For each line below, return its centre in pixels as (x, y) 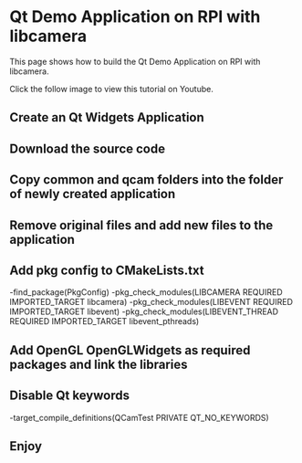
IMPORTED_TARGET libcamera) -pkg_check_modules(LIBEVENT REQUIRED (151, 302)
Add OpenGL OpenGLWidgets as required (130, 350)
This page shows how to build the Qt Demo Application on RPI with (135, 61)
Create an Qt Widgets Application (107, 117)
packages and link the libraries (99, 364)
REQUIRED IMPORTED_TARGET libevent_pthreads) (104, 321)
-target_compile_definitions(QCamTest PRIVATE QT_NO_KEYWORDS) (139, 417)
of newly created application (93, 194)
